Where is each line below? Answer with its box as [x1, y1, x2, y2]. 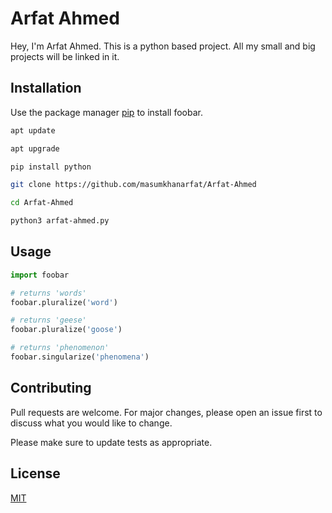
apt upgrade [10, 143, 60, 154]
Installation [10, 80, 82, 97]
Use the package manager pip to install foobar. [10, 106, 203, 118]
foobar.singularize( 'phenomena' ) [10, 352, 150, 362]
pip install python [10, 162, 92, 172]
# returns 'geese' [10, 315, 87, 326]
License [10, 465, 61, 482]
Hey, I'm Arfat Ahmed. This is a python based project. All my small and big [10, 40, 316, 52]
